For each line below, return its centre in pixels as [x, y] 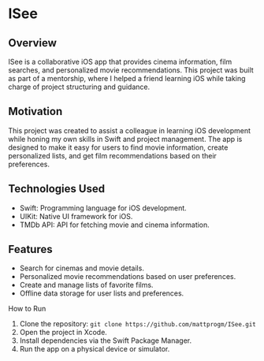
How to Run [27, 309]
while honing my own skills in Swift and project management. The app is [125, 139]
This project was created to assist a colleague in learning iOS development [129, 130]
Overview [33, 43]
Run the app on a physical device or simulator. [95, 349]
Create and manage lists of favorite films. [86, 285]
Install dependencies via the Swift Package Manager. [105, 341]
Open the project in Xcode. [63, 333]
